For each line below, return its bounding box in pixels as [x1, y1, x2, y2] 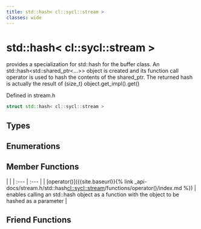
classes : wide [6, 15, 42, 21]
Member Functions [6, 162, 79, 172]
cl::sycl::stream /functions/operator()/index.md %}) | [67, 184, 197, 191]
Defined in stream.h [6, 92, 56, 99]
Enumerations [6, 141, 61, 152]
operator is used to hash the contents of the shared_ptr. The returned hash [6, 73, 193, 81]
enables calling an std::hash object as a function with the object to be [6, 191, 180, 198]
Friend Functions [6, 215, 71, 225]
